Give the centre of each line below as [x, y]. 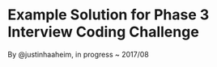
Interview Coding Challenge [103, 32]
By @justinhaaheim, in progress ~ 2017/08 [78, 54]
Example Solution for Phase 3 [108, 15]
